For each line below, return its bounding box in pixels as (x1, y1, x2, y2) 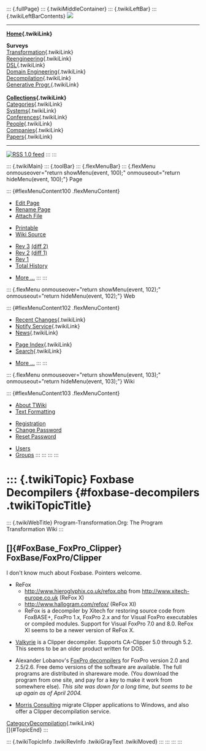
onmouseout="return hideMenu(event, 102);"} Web (6, 292, 135, 300)
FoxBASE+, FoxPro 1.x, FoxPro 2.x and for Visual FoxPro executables (24, 613, 197, 621)
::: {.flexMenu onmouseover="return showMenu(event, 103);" (6, 371, 161, 379)
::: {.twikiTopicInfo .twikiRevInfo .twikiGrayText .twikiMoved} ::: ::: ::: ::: (6, 738, 183, 745)
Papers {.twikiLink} (6, 133, 53, 140)
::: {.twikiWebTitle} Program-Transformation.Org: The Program (6, 519, 163, 526)
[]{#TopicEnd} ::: (6, 726, 48, 733)
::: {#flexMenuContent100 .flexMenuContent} (6, 187, 120, 195)
